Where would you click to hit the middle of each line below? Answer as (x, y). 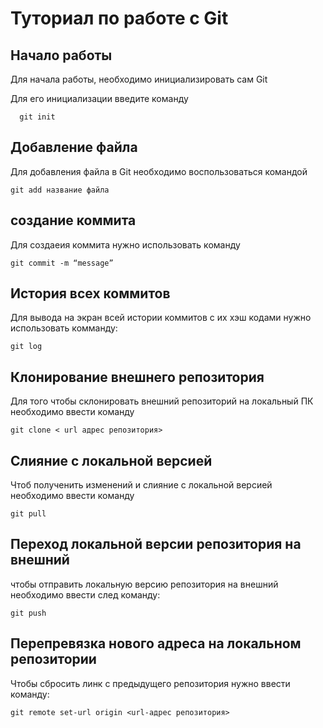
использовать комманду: (64, 328)
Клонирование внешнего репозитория (137, 377)
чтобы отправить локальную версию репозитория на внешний (144, 584)
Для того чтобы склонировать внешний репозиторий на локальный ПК (162, 401)
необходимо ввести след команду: (85, 594)
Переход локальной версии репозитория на (156, 544)
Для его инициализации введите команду (99, 98)
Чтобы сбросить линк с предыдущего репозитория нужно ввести (150, 683)
